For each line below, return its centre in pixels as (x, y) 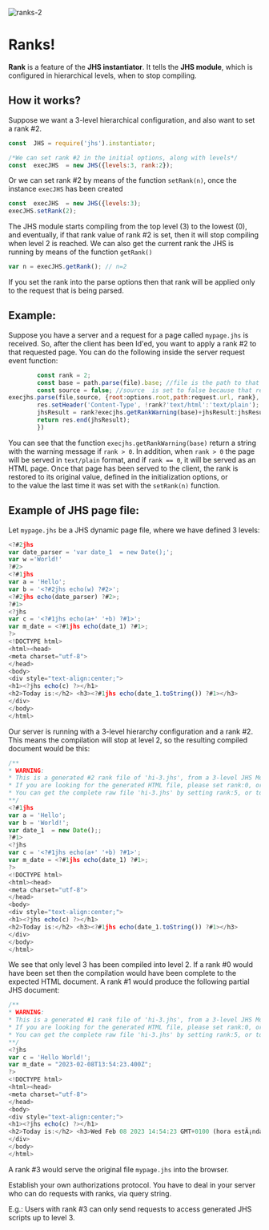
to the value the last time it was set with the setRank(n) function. (114, 485)
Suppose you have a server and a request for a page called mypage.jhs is (128, 335)
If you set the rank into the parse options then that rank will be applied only (132, 282)
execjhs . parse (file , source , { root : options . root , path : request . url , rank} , (134, 398)
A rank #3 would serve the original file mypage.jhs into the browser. (119, 1169)
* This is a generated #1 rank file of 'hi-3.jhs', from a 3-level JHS (130, 1020)
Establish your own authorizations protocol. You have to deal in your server (132, 1185)
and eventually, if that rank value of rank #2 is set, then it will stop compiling (133, 235)
